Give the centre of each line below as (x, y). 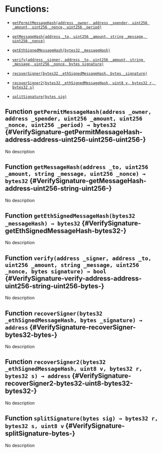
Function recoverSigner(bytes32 (54, 313)
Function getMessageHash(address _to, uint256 (77, 167)
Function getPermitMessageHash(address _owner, (78, 112)
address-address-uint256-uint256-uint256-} (75, 140)
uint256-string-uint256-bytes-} (55, 286)
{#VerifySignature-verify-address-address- (73, 278)
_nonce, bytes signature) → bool (56, 271)
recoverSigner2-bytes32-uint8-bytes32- (69, 383)
